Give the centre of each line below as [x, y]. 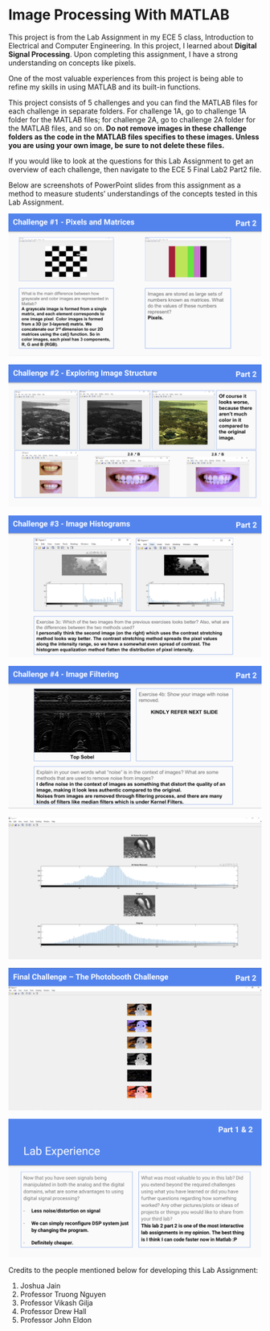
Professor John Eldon [56, 1320]
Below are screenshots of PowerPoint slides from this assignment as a [125, 185]
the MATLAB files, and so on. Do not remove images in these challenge [128, 128]
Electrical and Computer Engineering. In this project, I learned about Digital [133, 45]
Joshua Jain [40, 1286]
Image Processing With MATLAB [119, 15]
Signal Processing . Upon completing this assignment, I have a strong [123, 54]
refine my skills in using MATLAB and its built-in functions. [104, 87]
